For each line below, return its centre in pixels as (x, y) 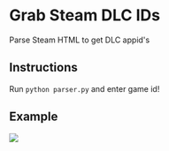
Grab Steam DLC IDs (85, 15)
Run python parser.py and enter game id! (84, 88)
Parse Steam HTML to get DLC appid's (80, 40)
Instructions (43, 68)
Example (34, 117)
